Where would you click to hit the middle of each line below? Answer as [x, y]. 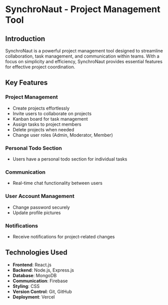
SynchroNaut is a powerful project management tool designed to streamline [84, 51]
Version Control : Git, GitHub [42, 291]
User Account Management [40, 196]
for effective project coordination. [40, 67]
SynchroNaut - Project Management [83, 9]
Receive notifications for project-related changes [64, 236]
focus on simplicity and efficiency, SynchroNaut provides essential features [84, 61]
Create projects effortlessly [41, 108]
